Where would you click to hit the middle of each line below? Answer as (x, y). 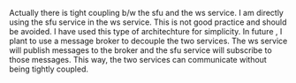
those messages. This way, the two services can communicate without (138, 60)
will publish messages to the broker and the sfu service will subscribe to (140, 50)
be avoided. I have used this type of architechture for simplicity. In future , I (146, 31)
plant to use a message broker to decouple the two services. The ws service (148, 41)
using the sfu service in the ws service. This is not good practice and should (148, 22)
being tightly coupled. (49, 69)
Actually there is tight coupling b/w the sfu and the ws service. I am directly (147, 13)
